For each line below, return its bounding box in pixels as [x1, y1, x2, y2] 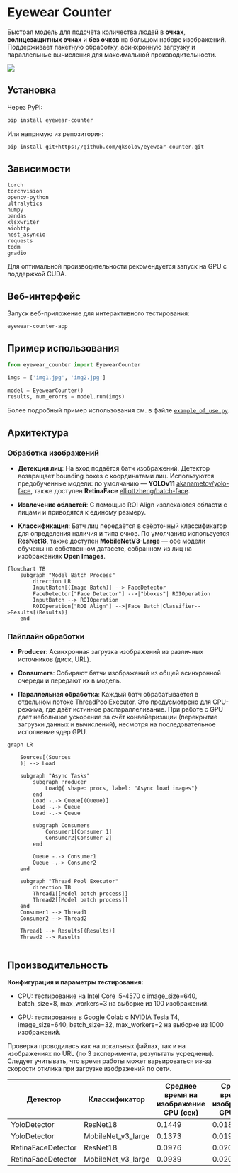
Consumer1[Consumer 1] [45, 829, 113, 836]
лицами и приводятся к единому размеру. [17, 508, 147, 516]
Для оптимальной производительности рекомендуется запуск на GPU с [7, 262, 227, 271]
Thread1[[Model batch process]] [33, 890, 129, 897]
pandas [7, 213, 27, 220]
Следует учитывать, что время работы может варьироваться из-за [7, 1057, 212, 1065]
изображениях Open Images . [17, 552, 106, 560]
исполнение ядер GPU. [17, 728, 87, 736]
